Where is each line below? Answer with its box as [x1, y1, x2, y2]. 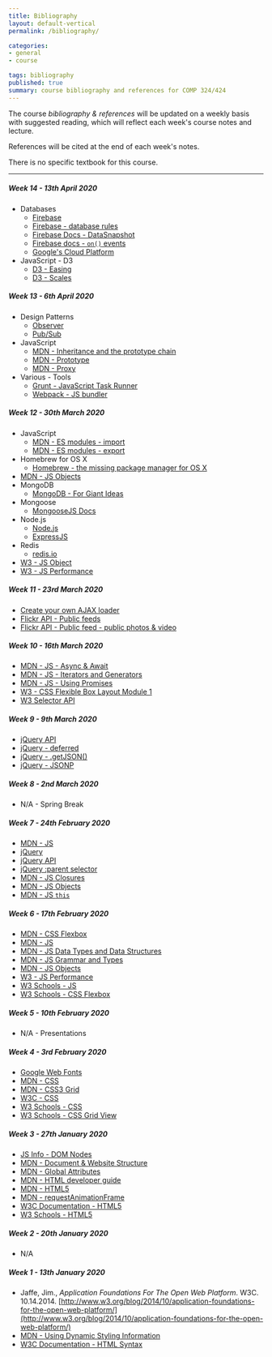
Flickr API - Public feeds [19, 614, 101, 623]
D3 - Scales [32, 272, 72, 282]
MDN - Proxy [32, 363, 76, 373]
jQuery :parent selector [19, 864, 98, 874]
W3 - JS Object [19, 557, 72, 567]
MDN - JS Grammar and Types [19, 955, 124, 965]
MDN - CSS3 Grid [19, 1085, 80, 1094]
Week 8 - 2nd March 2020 [8, 779, 99, 789]
